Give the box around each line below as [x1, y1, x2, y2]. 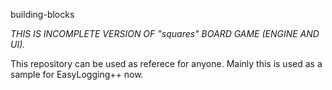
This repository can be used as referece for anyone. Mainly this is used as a [10, 58, 323, 69]
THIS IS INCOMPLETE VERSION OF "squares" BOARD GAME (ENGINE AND [10, 28, 320, 39]
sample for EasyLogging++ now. [10, 69, 144, 80]
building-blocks [10, 9, 75, 20]
